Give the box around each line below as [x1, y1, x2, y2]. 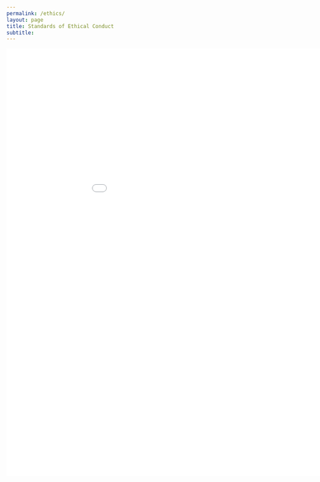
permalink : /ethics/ [6, 10, 66, 17]
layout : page [6, 16, 44, 23]
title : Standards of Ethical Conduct [6, 23, 114, 29]
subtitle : [6, 29, 35, 36]
